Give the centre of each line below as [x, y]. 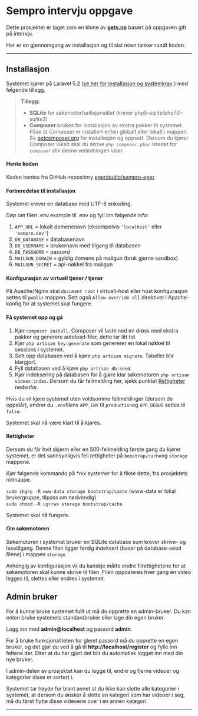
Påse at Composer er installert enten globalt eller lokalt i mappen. [109, 131]
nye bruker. [20, 659]
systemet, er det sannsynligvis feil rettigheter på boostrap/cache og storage [97, 455]
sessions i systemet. [39, 349]
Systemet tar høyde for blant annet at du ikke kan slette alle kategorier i [93, 688]
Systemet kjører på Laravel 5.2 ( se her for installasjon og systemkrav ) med [97, 83]
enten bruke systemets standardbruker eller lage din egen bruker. [85, 617]
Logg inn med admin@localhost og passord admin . [69, 629]
